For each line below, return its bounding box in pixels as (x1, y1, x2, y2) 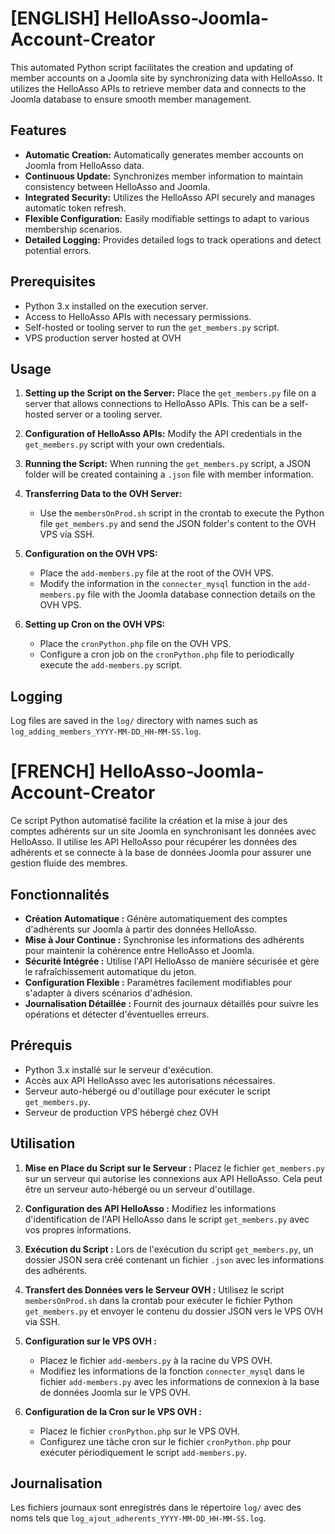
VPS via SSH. (39, 528, 95, 541)
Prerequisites (10, 273, 96, 291)
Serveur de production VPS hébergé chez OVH (24, 1106, 219, 1118)
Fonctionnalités (10, 886, 110, 903)
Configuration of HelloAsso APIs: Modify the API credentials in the (24, 428, 303, 440)
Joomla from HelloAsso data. (24, 159, 145, 171)
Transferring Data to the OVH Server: (24, 488, 183, 500)
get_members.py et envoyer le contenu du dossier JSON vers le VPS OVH (24, 1305, 323, 1317)
